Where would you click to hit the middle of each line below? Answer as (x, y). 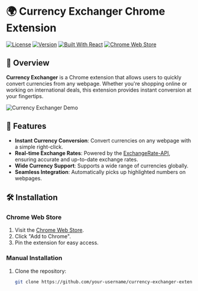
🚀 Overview (28, 63)
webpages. (28, 178)
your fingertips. (25, 96)
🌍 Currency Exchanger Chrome (86, 12)
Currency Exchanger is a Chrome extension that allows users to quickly (94, 77)
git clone (27, 282)
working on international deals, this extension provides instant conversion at (99, 90)
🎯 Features (26, 126)
